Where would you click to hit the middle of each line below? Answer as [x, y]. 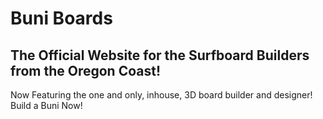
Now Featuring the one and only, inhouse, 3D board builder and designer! [161, 95]
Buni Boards [61, 18]
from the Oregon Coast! [85, 70]
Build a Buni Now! [46, 105]
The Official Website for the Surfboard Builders [160, 55]
